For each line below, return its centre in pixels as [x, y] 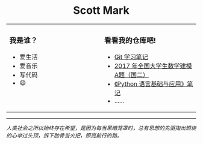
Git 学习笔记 [131, 56]
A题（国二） [132, 74]
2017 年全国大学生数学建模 [153, 65]
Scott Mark [101, 10]
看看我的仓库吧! [130, 41]
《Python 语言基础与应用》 [151, 83]
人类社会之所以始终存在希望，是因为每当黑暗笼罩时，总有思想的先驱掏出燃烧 [101, 128]
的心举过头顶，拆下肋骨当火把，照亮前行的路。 [64, 135]
